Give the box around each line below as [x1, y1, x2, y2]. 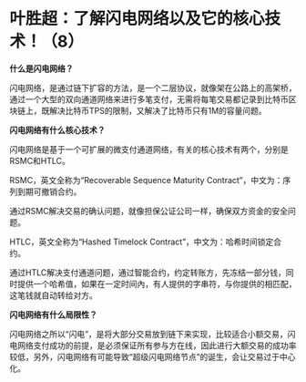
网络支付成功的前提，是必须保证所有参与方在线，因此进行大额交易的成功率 [16, 339, 297, 351]
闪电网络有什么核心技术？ [9, 124, 106, 135]
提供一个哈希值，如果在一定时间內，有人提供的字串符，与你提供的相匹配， [16, 278, 297, 289]
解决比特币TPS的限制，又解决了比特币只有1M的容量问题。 [48, 105, 267, 116]
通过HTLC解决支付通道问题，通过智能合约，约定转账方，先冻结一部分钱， [9, 266, 287, 278]
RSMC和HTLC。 [9, 155, 71, 166]
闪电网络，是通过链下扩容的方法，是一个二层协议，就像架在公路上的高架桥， [9, 82, 297, 93]
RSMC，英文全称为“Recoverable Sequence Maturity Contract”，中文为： [9, 174, 283, 185]
